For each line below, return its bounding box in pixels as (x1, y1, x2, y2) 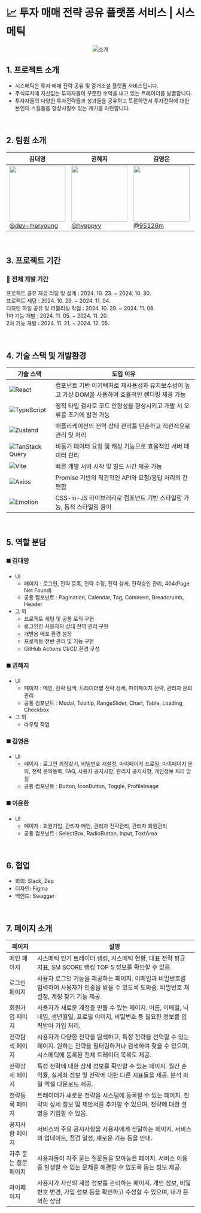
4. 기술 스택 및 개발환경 (6, 351, 87, 361)
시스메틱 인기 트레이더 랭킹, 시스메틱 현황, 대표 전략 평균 (36, 954, 185, 962)
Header (23, 601, 43, 608)
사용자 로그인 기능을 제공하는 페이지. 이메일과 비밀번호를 (36, 974, 187, 983)
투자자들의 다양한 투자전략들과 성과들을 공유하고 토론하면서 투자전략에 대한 (14, 97, 190, 104)
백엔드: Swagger (14, 892, 55, 900)
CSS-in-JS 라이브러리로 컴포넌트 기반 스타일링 (55, 494, 182, 502)
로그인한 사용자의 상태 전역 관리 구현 (23, 622, 109, 630)
